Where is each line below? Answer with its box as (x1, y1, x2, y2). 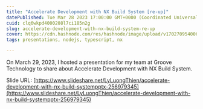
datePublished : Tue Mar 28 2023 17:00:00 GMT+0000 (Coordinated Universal (6, 14, 199, 20)
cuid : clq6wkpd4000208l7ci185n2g (6, 20, 91, 26)
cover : (6, 31, 23, 37)
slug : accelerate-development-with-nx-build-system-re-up (6, 25, 155, 32)
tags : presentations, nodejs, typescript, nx (6, 37, 123, 43)
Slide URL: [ (6, 76, 36, 84)
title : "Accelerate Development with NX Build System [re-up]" (6, 8, 169, 15)
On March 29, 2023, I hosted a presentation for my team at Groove (6, 58, 172, 66)
